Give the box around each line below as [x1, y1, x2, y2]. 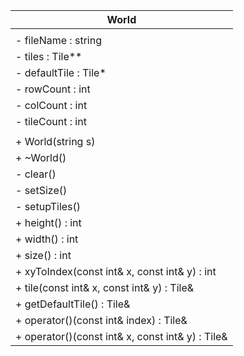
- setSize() [15, 184, 68, 197]
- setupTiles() [15, 200, 82, 213]
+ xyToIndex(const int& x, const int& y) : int [15, 265, 217, 278]
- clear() [15, 167, 57, 181]
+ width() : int [15, 232, 79, 246]
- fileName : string [15, 34, 102, 47]
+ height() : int [15, 216, 82, 229]
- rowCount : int [15, 82, 91, 96]
